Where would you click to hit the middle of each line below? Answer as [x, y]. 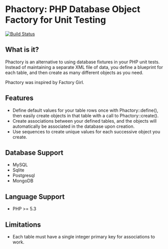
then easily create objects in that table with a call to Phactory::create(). [86, 115]
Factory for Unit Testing [56, 20]
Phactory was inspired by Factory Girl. [45, 82]
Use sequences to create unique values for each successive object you [86, 131]
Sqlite [18, 170]
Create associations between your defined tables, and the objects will [85, 121]
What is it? [22, 50]
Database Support [34, 153]
